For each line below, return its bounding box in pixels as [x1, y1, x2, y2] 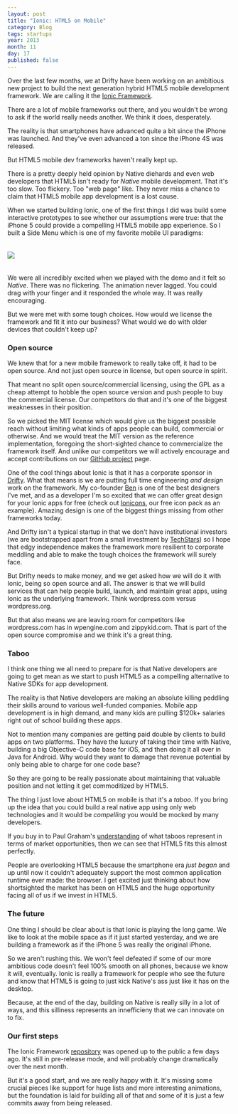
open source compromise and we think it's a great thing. [7, 631, 173, 639]
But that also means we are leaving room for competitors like [7, 616, 185, 624]
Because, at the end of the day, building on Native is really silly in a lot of [7, 998, 220, 1007]
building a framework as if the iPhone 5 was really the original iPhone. [7, 940, 212, 949]
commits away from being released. [7, 1098, 112, 1107]
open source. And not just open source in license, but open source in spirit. [7, 367, 227, 375]
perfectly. [7, 847, 36, 856]
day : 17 [7, 51, 31, 58]
